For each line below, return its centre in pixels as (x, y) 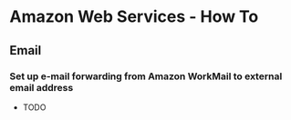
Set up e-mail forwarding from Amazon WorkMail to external (146, 76)
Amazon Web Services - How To (134, 17)
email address (42, 87)
